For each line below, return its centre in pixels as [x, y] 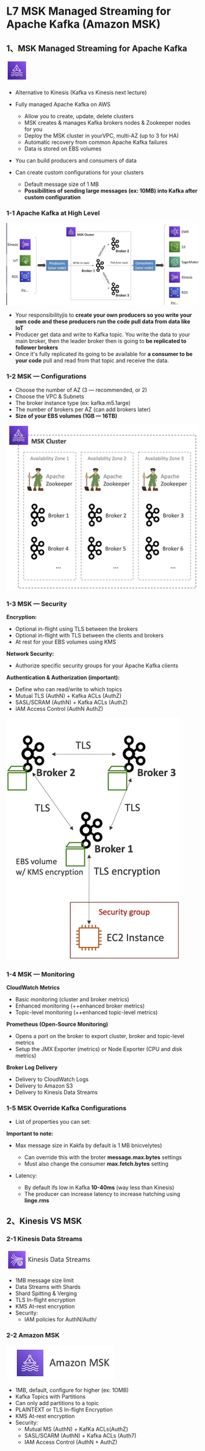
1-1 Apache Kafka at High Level [53, 213]
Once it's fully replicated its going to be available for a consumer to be [104, 354]
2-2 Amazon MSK [33, 1335]
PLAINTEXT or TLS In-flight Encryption [64, 1409]
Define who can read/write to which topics [69, 689]
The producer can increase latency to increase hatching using [102, 1193]
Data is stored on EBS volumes [63, 149]
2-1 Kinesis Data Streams [44, 1239]
